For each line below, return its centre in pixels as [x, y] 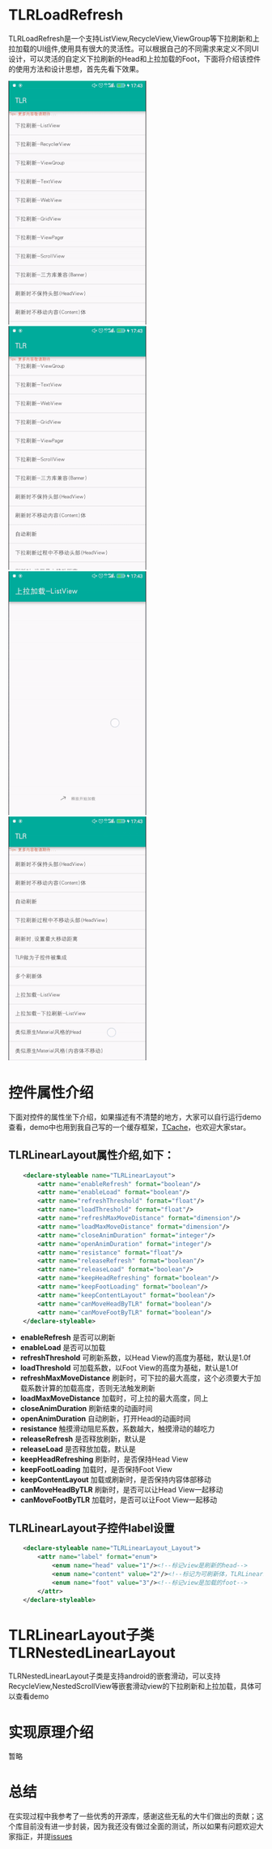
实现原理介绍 [51, 1732]
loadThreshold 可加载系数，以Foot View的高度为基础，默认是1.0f [129, 1368]
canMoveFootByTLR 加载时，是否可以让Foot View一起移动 [119, 1500]
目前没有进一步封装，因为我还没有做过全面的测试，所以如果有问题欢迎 [139, 1826]
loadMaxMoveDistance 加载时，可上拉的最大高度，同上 [114, 1398]
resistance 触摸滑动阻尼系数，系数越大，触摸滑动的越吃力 [117, 1429]
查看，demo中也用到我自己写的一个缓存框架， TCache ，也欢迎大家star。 [130, 1127]
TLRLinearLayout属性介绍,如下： [91, 1155]
